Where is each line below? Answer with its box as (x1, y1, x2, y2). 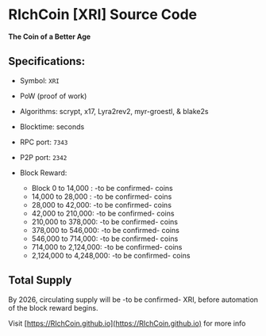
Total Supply (8, 273, 72, 287)
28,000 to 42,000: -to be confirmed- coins (31, 200, 172, 209)
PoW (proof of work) (19, 91, 87, 101)
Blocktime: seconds (19, 121, 85, 132)
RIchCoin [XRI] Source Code (8, 6, 198, 24)
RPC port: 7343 (19, 137, 68, 147)
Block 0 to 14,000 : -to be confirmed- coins (31, 183, 173, 193)
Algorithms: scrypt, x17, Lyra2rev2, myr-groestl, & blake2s (19, 106, 209, 116)
